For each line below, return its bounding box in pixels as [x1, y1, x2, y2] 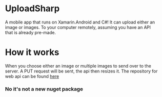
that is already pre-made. [5, 29, 56, 35]
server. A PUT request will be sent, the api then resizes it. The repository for [5, 68, 158, 74]
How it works [5, 47, 60, 58]
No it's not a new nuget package [5, 85, 83, 92]
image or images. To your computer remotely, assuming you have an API [5, 24, 151, 30]
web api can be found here [5, 73, 60, 79]
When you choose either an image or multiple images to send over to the [5, 63, 151, 69]
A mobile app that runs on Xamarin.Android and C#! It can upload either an [5, 19, 155, 25]
